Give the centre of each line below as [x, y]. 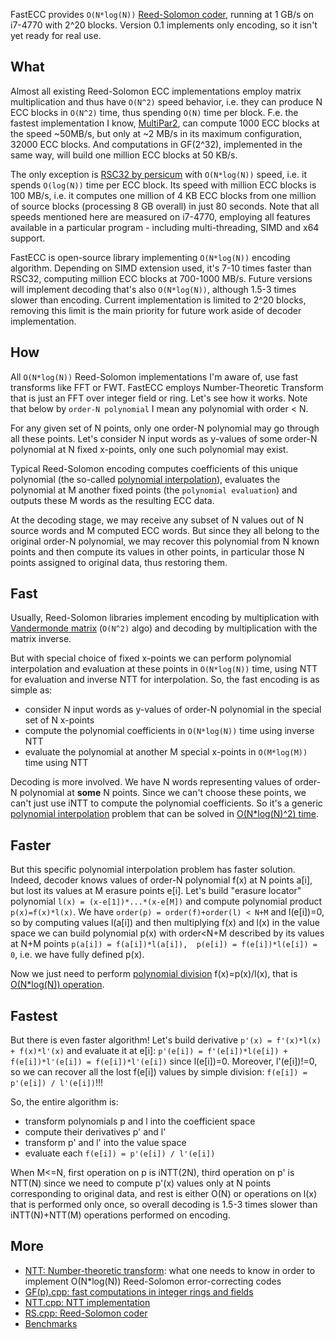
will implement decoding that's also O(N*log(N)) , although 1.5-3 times [153, 289]
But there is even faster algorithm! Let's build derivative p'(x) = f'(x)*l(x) [166, 1040]
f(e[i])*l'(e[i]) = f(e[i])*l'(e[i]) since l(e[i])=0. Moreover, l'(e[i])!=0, [164, 1061]
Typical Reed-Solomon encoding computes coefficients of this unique [154, 468]
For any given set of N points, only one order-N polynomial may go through [165, 428]
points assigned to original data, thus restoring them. [119, 562]
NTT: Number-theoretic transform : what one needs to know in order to [170, 1270]
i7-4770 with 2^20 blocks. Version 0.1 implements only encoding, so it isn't [164, 25]
